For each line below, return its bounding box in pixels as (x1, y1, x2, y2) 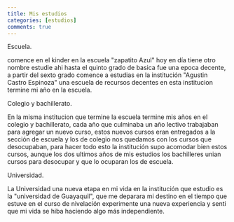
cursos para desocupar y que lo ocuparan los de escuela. (7, 158, 174, 166)
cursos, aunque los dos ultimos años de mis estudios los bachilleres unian (7, 150, 221, 158)
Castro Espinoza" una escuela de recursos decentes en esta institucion (7, 78, 214, 87)
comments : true (7, 23, 52, 30)
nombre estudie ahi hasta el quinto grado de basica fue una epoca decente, (7, 64, 226, 72)
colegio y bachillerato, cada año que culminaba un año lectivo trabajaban (7, 120, 219, 129)
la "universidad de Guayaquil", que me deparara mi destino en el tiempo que (7, 192, 228, 200)
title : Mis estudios (7, 10, 68, 18)
